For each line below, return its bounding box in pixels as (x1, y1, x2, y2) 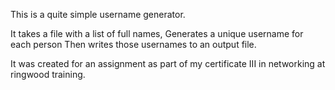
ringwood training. (10, 69, 86, 80)
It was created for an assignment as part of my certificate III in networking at (10, 58, 326, 69)
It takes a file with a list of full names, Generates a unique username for (10, 28, 304, 39)
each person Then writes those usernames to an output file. (10, 39, 257, 50)
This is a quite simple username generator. (10, 9, 186, 20)
